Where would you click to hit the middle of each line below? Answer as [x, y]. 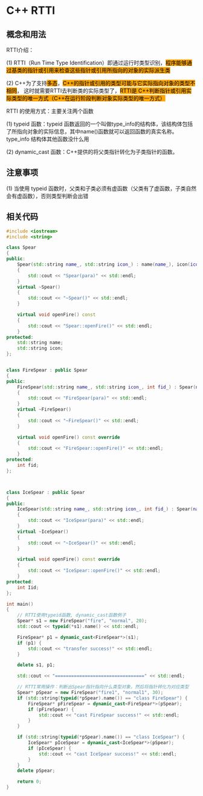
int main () [20, 604]
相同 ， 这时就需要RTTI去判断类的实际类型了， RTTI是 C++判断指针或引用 [96, 91]
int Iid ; [28, 587]
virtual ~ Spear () [39, 287]
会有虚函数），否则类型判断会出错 [47, 196]
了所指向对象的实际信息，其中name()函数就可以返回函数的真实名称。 [92, 131]
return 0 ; [30, 782]
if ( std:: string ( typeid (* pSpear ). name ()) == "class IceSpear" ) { [101, 737]
